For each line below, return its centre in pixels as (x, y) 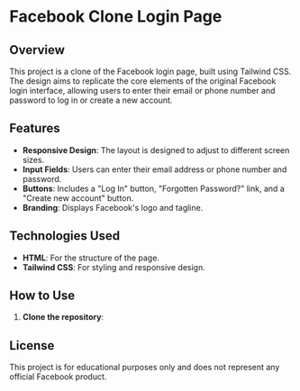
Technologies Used (64, 236)
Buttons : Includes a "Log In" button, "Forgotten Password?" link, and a (154, 188)
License (32, 346)
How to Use (42, 296)
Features (35, 128)
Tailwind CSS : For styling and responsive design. (114, 267)
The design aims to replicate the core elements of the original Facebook (143, 81)
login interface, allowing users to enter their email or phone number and (142, 91)
